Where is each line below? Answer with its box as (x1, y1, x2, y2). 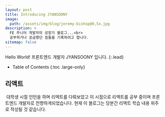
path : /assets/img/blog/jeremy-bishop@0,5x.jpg (9, 21, 110, 26)
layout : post (5, 7, 32, 12)
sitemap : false (5, 40, 37, 45)
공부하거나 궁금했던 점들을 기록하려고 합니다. (9, 35, 89, 40)
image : (5, 16, 19, 21)
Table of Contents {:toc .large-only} (12, 64, 85, 70)
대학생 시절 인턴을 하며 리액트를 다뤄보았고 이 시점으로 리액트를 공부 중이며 (6, 94, 151, 100)
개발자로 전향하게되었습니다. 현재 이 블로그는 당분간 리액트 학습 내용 (18, 100, 150, 106)
